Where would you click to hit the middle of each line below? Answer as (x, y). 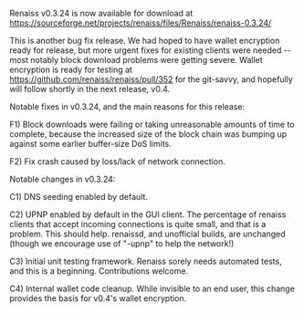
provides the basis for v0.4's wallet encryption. (98, 298)
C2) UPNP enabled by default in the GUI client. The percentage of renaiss (148, 214)
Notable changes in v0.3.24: (63, 179)
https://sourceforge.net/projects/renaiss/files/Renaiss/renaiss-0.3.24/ (141, 23)
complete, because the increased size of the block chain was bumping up (148, 134)
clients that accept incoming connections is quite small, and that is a (138, 224)
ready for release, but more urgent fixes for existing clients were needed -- (151, 50)
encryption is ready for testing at (71, 69)
